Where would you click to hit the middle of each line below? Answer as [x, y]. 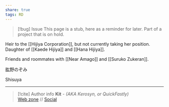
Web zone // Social [37, 99]
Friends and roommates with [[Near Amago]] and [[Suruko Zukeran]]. [77, 59]
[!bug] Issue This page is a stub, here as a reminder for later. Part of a [90, 29]
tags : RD [14, 15]
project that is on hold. [41, 34]
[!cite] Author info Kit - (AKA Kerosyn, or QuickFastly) [73, 94]
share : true [18, 10]
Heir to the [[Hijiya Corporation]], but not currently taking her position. [78, 44]
